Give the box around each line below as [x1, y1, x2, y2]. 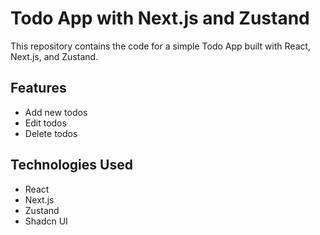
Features [10, 80, 67, 97]
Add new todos [24, 106, 88, 118]
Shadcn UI [24, 215, 68, 227]
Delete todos [24, 127, 78, 139]
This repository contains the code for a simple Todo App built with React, [10, 40, 312, 52]
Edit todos [24, 117, 67, 129]
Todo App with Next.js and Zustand [10, 7, 310, 30]
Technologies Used [10, 157, 133, 174]
